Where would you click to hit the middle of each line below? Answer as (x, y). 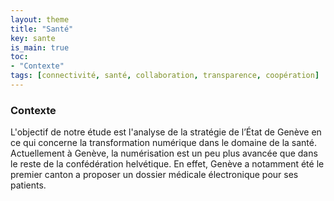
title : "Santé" (42, 29)
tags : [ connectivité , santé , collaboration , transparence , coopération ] (165, 76)
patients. (28, 185)
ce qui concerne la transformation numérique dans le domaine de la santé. (163, 143)
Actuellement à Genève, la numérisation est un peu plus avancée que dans (164, 153)
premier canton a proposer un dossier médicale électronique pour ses (154, 175)
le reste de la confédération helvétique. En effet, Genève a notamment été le (167, 164)
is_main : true (40, 47)
